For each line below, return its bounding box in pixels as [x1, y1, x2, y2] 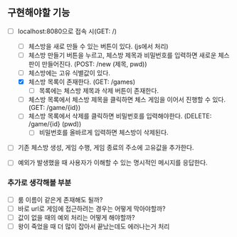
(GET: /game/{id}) [28, 104, 80, 112]
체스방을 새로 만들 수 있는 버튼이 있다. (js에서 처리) [28, 42, 169, 50]
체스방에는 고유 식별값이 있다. [28, 69, 110, 77]
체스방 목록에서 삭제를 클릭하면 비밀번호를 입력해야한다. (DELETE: [28, 112, 212, 121]
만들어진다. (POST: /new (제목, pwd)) [41, 60, 147, 68]
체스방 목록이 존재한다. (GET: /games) [28, 77, 136, 87]
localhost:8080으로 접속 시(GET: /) [17, 27, 117, 35]
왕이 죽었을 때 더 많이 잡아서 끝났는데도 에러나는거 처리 [17, 222, 170, 231]
